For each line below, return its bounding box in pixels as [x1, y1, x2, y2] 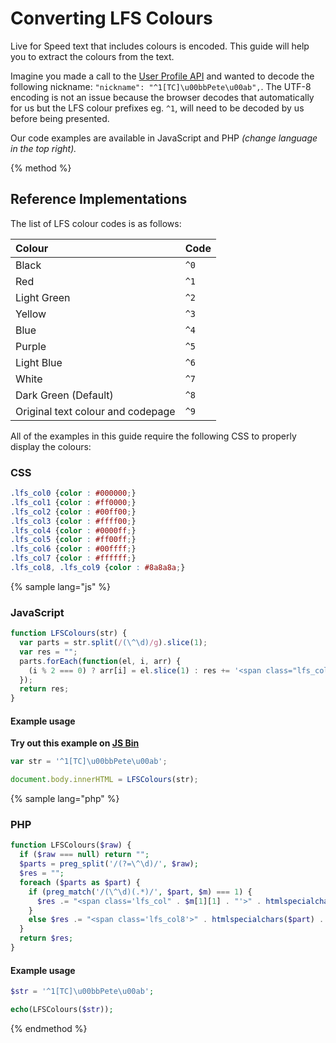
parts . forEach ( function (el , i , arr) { [19, 656, 182, 666]
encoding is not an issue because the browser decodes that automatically [10, 91, 315, 103]
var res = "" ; [19, 647, 78, 657]
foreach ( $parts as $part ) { [19, 877, 141, 887]
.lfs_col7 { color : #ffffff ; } [10, 553, 137, 564]
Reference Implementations [10, 191, 188, 208]
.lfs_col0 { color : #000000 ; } [10, 488, 137, 499]
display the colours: [10, 440, 92, 452]
